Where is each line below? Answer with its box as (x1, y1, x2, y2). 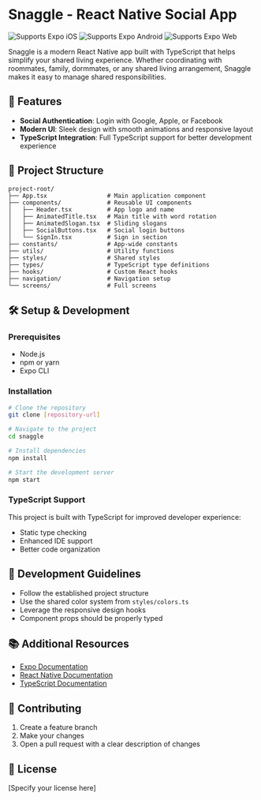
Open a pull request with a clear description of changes (19, 739, 201, 749)
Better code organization (19, 544, 101, 554)
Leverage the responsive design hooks (19, 605, 146, 615)
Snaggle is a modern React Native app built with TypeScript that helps (8, 47, 236, 56)
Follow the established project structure (19, 588, 149, 597)
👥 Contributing (8, 701, 82, 715)
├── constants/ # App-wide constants (8, 240, 178, 248)
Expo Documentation (19, 662, 88, 671)
